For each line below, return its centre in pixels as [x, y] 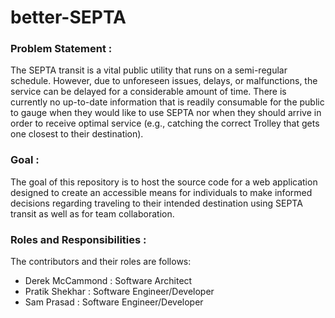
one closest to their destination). [77, 134]
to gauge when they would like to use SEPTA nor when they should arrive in [166, 113]
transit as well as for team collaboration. [92, 213]
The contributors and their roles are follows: [101, 262]
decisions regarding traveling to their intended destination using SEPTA [156, 203]
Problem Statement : [61, 49]
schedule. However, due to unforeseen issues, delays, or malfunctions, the [164, 81]
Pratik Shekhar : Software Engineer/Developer [119, 292]
